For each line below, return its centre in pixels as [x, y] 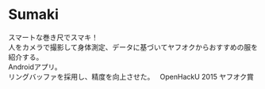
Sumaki [34, 15]
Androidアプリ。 [35, 67]
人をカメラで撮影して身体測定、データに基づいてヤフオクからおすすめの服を [133, 47]
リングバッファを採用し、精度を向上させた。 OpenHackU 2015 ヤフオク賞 [131, 76]
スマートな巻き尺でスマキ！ [54, 37]
